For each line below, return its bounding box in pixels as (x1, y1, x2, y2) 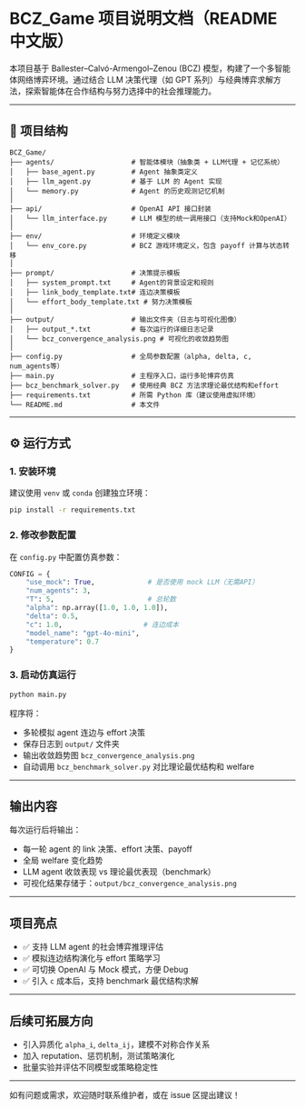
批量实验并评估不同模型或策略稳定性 (22, 1061, 159, 1073)
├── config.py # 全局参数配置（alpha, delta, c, (9, 352, 252, 361)
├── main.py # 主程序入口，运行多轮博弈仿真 (9, 371, 234, 380)
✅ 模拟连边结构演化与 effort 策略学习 (22, 953, 161, 964)
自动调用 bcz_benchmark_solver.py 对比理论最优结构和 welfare (22, 761, 255, 772)
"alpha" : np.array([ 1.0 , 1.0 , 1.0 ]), (25, 604, 169, 613)
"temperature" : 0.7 (25, 637, 100, 646)
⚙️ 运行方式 (9, 435, 71, 451)
